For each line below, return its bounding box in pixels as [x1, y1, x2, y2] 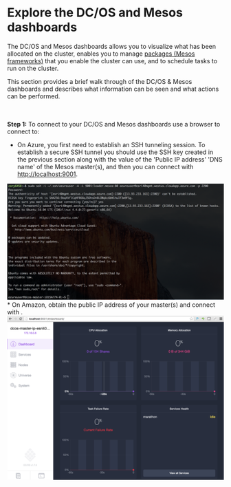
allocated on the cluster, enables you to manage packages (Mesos [7, 50, 195, 58]
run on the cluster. [7, 64, 59, 72]
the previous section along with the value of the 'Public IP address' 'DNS [16, 155, 223, 163]
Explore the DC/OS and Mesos [7, 5, 184, 21]
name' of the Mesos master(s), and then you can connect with [16, 162, 194, 171]
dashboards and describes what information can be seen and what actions [7, 85, 219, 93]
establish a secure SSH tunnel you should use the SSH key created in [16, 148, 214, 156]
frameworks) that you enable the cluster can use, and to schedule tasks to [7, 56, 218, 65]
